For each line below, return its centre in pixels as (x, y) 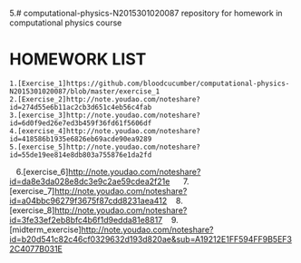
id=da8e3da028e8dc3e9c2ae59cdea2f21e (90, 181)
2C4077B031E (36, 248)
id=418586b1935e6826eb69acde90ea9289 (81, 139)
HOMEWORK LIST (78, 59)
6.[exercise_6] (42, 171)
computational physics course (66, 23)
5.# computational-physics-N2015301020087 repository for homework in (146, 13)
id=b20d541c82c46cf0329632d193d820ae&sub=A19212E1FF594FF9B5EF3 (151, 239)
